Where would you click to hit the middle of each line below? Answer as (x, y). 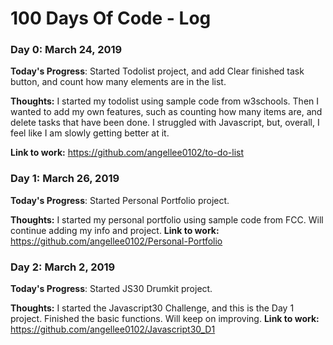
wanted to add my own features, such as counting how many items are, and (166, 112)
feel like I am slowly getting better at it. (90, 133)
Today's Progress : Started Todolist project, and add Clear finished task (157, 71)
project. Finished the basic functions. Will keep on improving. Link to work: (165, 319)
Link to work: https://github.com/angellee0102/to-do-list (127, 153)
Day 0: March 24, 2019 (66, 50)
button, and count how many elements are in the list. (118, 82)
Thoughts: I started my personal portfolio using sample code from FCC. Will (167, 219)
